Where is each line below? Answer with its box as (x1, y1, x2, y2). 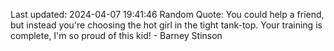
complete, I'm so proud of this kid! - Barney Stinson (10, 30, 223, 41)
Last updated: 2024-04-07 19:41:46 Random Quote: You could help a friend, (10, 9, 325, 20)
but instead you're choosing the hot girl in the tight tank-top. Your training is (10, 19, 323, 31)
